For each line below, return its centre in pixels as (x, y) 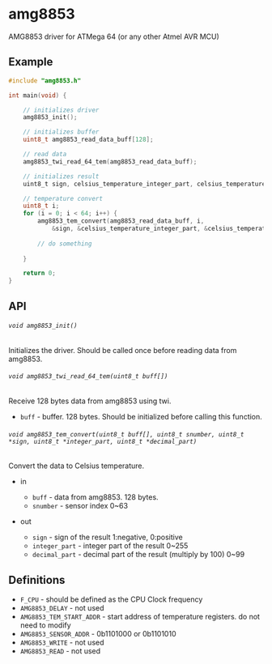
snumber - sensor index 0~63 (80, 506)
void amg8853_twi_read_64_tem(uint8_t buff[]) (88, 377)
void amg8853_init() (43, 326)
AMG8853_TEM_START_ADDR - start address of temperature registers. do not (140, 616)
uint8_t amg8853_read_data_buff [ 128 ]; (88, 140)
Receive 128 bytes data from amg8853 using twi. (90, 401)
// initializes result (61, 176)
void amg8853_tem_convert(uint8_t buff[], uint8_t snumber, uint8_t (126, 434)
